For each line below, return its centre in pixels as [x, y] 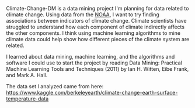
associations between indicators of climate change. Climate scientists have [96, 21]
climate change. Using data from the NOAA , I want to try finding [83, 15]
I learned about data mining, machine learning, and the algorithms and [90, 57]
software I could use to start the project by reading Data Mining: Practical [94, 63]
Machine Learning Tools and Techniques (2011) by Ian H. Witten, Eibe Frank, [97, 69]
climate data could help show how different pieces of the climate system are [98, 39]
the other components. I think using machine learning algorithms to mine [93, 33]
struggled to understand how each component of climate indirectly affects [95, 27]
